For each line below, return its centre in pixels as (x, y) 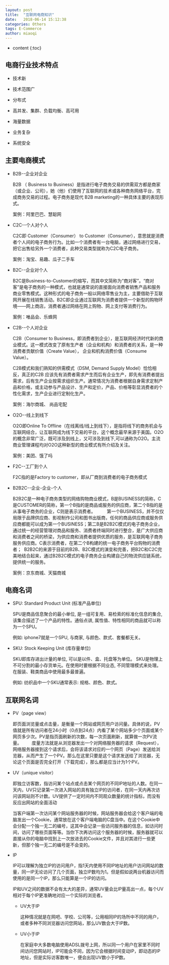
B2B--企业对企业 (30, 173)
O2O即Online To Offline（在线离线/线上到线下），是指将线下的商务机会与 (87, 426)
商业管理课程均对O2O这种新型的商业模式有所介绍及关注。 (72, 444)
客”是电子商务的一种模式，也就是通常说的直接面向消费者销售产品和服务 (86, 287)
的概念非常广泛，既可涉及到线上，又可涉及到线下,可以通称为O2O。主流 (86, 438)
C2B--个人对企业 (30, 327)
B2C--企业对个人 (30, 270)
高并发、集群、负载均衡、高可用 (46, 110)
